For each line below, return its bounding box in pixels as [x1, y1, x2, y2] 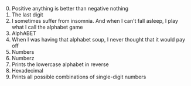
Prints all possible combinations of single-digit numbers [11, 73, 146, 80]
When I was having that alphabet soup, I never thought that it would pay [11, 36, 186, 43]
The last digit [11, 11, 43, 18]
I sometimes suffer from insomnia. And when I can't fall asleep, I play [11, 18, 179, 24]
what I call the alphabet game [11, 23, 83, 30]
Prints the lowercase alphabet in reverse [11, 61, 110, 68]
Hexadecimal [11, 67, 44, 74]
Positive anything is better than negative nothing [11, 5, 129, 12]
